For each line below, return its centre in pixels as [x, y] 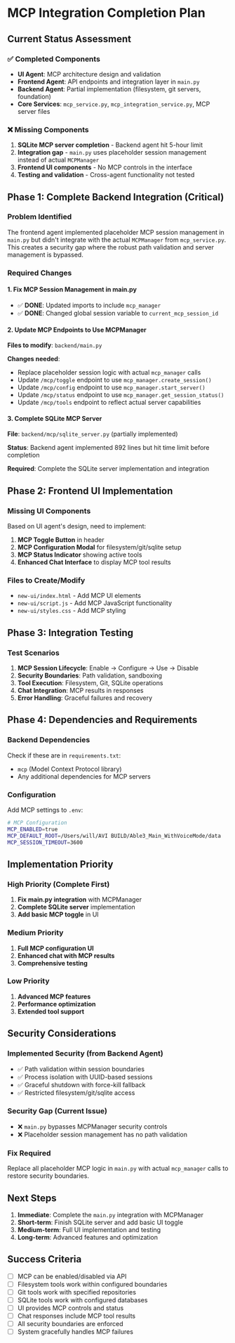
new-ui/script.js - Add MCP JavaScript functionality [95, 603]
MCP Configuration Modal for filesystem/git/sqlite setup [99, 547]
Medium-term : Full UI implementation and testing [89, 1230]
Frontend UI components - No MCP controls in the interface [105, 167]
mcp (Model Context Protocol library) [69, 769]
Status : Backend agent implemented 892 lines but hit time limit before [108, 448]
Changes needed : [34, 359]
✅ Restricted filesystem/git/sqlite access [76, 1092]
